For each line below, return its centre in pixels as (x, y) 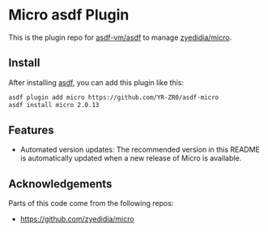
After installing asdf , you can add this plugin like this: (96, 82)
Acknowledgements (60, 184)
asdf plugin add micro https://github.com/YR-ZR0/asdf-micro (114, 97)
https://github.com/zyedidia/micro (77, 219)
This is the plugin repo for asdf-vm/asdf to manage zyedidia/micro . (120, 37)
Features (31, 130)
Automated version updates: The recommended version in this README (140, 150)
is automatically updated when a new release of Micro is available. (131, 158)
